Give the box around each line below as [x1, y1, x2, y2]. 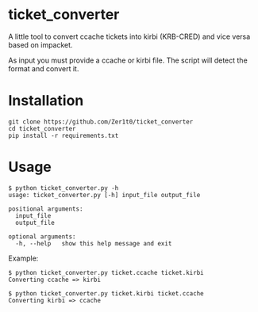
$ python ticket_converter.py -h [8, 184, 119, 192]
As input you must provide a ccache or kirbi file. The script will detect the [8, 55, 248, 65]
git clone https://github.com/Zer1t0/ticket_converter [8, 117, 194, 126]
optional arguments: [8, 232, 77, 241]
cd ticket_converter [8, 124, 77, 132]
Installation [8, 92, 84, 110]
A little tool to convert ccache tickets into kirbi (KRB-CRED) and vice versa [8, 32, 251, 41]
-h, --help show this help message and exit [15, 239, 172, 247]
